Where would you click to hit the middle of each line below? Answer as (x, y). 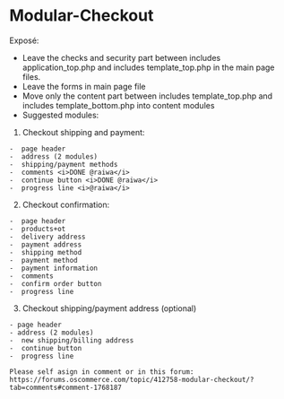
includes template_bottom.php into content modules (118, 105)
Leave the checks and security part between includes (121, 57)
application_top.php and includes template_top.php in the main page (148, 67)
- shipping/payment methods (64, 164)
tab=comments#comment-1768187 (66, 387)
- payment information (54, 268)
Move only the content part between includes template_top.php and (147, 96)
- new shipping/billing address (72, 340)
